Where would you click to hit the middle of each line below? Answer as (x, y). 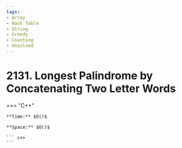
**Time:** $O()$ (27, 116)
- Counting (20, 40)
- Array (16, 18)
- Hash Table (23, 23)
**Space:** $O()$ (28, 127)
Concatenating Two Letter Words (91, 89)
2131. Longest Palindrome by (80, 76)
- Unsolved (20, 46)
